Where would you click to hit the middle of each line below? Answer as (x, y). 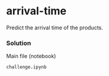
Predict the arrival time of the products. (55, 28)
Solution (19, 43)
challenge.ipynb (26, 67)
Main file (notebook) (31, 56)
